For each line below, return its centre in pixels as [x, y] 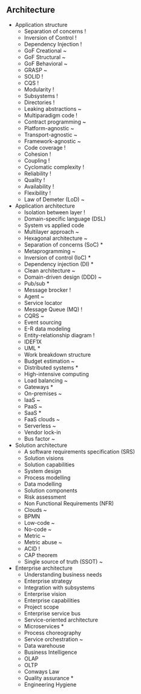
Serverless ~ [40, 426]
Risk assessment [45, 497]
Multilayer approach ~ [52, 231]
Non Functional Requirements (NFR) [69, 503]
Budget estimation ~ [49, 361]
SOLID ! [34, 76]
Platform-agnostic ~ [49, 128]
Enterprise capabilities [52, 600]
